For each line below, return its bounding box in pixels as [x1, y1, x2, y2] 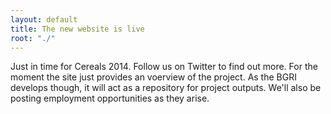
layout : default [10, 14, 78, 25]
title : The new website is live [10, 24, 145, 34]
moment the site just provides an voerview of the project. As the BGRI [10, 71, 297, 83]
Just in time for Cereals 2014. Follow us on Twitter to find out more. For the [10, 61, 318, 73]
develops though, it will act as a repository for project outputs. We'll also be [10, 82, 322, 94]
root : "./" [10, 33, 56, 43]
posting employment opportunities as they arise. [10, 92, 210, 105]
